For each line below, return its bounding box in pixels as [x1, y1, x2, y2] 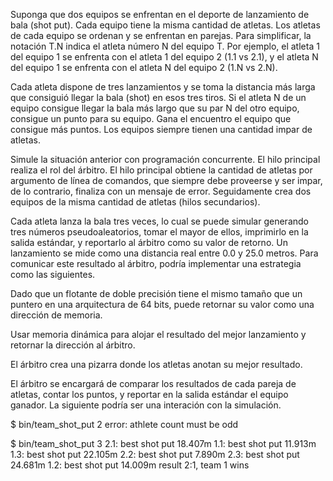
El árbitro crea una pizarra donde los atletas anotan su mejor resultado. [10, 359, 303, 370]
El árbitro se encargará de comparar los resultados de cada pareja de [10, 378, 297, 389]
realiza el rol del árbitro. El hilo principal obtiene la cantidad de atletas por [10, 164, 313, 176]
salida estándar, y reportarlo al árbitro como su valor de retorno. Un [10, 237, 288, 248]
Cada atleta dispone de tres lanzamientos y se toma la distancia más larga [10, 81, 316, 93]
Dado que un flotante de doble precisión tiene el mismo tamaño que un [10, 288, 303, 299]
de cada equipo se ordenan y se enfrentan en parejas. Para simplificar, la [10, 30, 312, 41]
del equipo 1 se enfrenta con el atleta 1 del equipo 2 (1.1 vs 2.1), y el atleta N [10, 51, 319, 63]
